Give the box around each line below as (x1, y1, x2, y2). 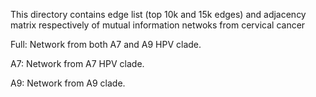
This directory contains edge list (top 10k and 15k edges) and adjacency (10, 9, 307, 20)
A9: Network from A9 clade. (10, 77, 126, 89)
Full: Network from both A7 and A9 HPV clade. (10, 39, 202, 50)
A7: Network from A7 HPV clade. (10, 58, 145, 69)
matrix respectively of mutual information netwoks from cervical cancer (10, 19, 306, 31)
